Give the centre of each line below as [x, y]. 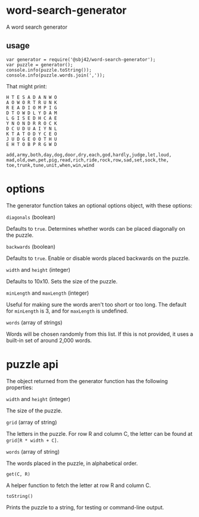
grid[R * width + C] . [32, 440]
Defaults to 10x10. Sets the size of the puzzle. [62, 281]
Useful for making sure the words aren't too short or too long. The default [96, 304]
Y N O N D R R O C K [32, 123]
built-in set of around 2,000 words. [49, 340]
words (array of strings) [34, 322]
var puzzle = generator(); [40, 65]
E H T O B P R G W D [32, 144]
